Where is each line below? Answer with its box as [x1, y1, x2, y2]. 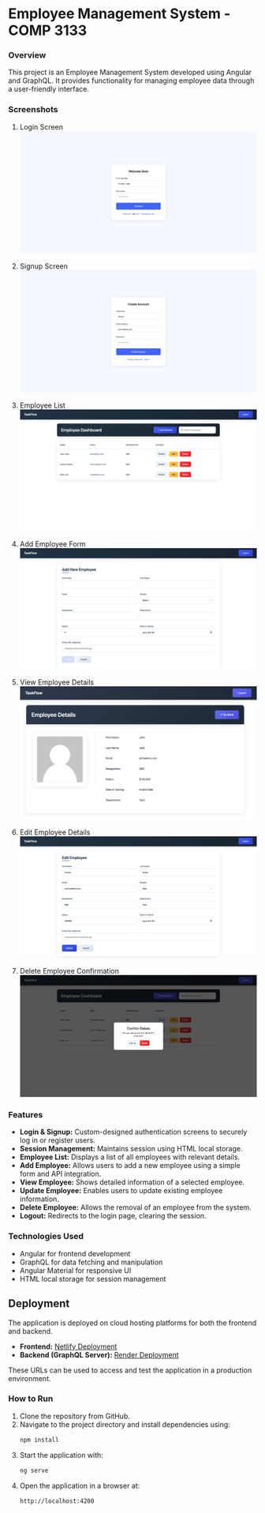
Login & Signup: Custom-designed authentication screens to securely [19, 1127, 248, 1137]
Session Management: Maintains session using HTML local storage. [19, 1144, 243, 1154]
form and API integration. [19, 1169, 102, 1179]
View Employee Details [19, 678, 95, 687]
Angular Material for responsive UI [19, 1265, 132, 1275]
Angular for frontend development [19, 1248, 131, 1258]
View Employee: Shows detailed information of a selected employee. [19, 1177, 245, 1187]
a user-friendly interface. [8, 84, 89, 94]
